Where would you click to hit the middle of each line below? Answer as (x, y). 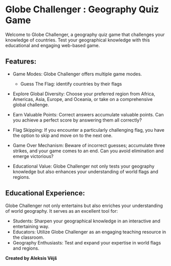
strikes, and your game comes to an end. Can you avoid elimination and (88, 151)
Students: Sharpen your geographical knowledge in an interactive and (86, 221)
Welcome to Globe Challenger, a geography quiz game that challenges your (85, 34)
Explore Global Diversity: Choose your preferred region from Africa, (84, 94)
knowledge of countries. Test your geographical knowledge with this (78, 40)
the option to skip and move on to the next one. (62, 135)
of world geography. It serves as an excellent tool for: (62, 211)
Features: (21, 62)
